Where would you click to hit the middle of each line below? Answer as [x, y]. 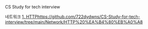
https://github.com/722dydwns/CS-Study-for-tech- [89, 17]
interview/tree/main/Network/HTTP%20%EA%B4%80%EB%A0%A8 [74, 22]
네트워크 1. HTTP [21, 17]
